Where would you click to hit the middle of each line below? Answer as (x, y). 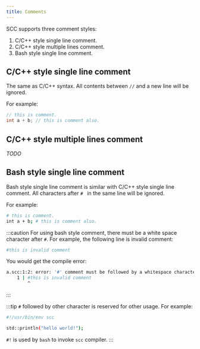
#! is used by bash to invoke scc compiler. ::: (60, 339)
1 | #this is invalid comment (54, 278)
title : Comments (26, 12)
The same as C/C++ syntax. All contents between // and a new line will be (98, 86)
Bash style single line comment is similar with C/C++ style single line (90, 186)
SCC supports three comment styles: (51, 29)
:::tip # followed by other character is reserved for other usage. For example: (100, 307)
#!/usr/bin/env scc (30, 317)
